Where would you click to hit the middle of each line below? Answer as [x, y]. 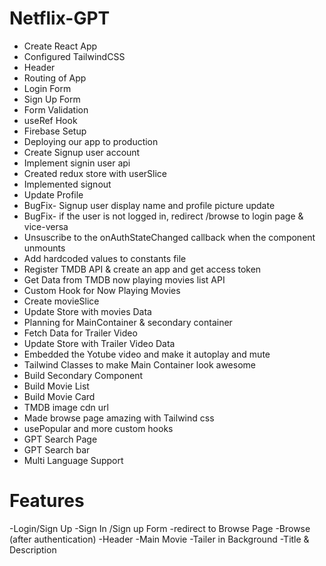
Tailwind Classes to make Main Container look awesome [139, 364]
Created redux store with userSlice [95, 173]
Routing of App [55, 78]
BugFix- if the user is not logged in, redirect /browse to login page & [163, 216]
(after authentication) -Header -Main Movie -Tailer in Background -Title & [159, 539]
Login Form [47, 88]
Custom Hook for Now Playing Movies [102, 290]
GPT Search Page [60, 439]
